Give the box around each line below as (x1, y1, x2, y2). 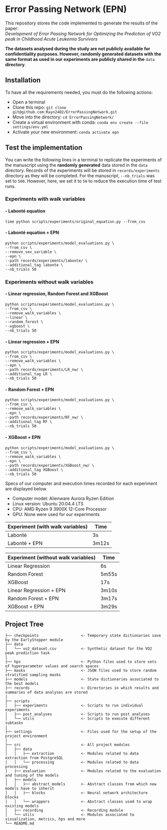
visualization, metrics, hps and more (5, 817, 85, 822)
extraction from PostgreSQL (5, 756, 64, 761)
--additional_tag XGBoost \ (5, 467, 64, 472)
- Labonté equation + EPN (5, 230, 60, 236)
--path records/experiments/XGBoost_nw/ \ (5, 463, 94, 468)
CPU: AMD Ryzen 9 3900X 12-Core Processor (12, 506, 107, 512)
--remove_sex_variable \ (5, 249, 57, 254)
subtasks (5, 721, 23, 726)
